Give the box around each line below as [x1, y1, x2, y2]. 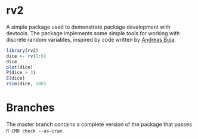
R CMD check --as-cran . [6, 127, 64, 134]
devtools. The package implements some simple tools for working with [6, 29, 180, 36]
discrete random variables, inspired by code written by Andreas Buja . [6, 36, 176, 43]
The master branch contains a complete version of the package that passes [6, 121, 193, 128]
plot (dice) [6, 64, 33, 70]
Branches [6, 101, 55, 115]
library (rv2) [6, 47, 39, 54]
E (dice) [6, 75, 26, 81]
